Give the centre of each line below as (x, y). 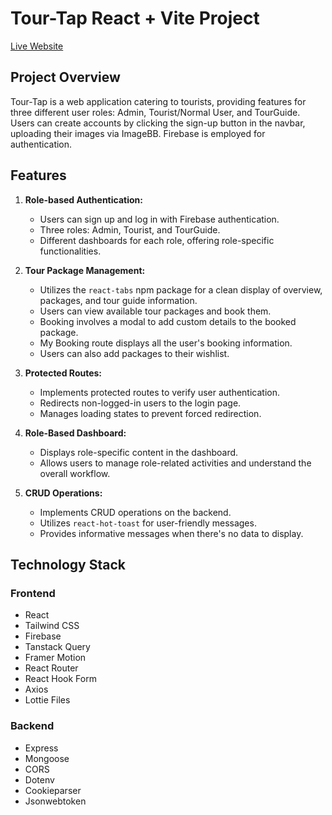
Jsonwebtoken (55, 801)
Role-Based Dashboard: (75, 433)
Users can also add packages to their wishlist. (134, 353)
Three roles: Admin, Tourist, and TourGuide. (130, 229)
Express (41, 748)
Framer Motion (55, 658)
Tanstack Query (57, 647)
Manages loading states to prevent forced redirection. (150, 413)
